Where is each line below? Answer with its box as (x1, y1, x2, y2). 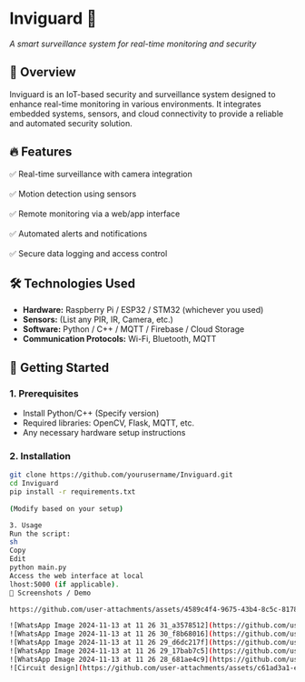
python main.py (9, 563, 67, 572)
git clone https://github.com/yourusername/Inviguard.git (9, 470, 233, 480)
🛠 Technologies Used (9, 276, 136, 291)
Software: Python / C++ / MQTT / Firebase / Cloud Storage (22, 324, 245, 335)
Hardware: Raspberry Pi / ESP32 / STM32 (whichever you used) (22, 305, 264, 316)
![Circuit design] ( (9, 663, 84, 672)
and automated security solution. (9, 117, 133, 128)
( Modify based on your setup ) (9, 504, 124, 513)
